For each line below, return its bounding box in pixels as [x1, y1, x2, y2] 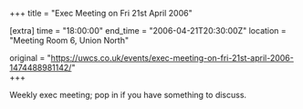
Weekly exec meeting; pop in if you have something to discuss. [9, 90, 247, 100]
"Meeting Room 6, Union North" [9, 35, 130, 45]
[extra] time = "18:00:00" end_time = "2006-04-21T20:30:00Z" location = [9, 25, 287, 35]
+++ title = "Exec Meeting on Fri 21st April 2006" [9, 8, 193, 18]
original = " [9, 53, 52, 63]
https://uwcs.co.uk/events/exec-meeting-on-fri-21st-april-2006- [50, 53, 294, 63]
